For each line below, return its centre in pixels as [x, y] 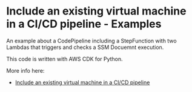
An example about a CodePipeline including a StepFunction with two [91, 41]
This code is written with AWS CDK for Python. [65, 59]
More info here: [25, 70]
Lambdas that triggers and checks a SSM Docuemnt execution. [85, 47]
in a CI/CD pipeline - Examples [84, 24]
